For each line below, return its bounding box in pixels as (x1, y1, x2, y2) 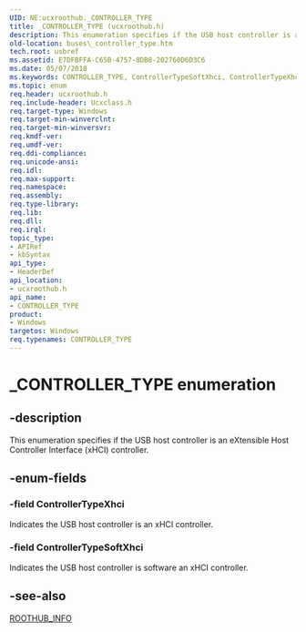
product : (9, 310, 43, 319)
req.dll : (9, 216, 43, 226)
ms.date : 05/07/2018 (9, 65, 88, 74)
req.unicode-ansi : (9, 157, 79, 167)
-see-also (9, 588, 66, 604)
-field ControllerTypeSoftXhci (9, 541, 144, 554)
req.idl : (9, 166, 43, 175)
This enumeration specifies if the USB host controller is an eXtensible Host (9, 434, 290, 445)
